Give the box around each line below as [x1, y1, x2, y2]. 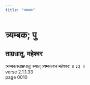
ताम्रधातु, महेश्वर [5, 50, 43, 58]
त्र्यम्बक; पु [5, 29, 37, 40]
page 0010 [5, 74, 28, 80]
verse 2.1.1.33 [5, 69, 34, 75]
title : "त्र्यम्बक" [5, 7, 36, 13]
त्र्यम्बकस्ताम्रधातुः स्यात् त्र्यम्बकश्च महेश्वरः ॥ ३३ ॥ [5, 63, 85, 69]
